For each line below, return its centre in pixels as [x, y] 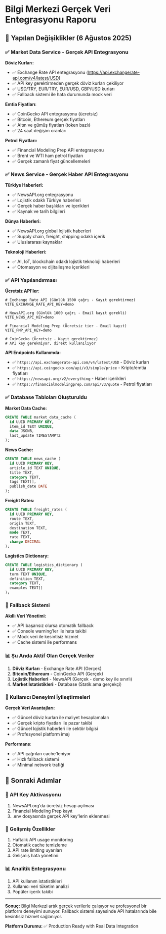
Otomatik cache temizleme [40, 845]
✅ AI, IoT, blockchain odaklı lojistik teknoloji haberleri [66, 261]
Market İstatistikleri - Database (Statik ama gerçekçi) [67, 684]
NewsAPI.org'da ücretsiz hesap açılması [53, 805]
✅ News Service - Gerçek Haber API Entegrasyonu [67, 174]
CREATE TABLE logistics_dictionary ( [44, 565]
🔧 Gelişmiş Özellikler [30, 829]
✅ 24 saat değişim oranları [39, 130]
